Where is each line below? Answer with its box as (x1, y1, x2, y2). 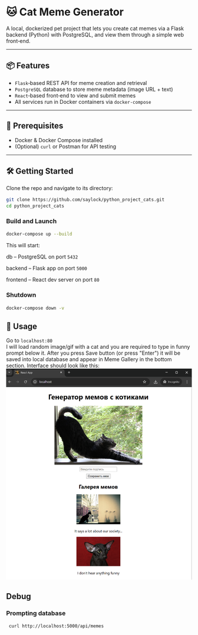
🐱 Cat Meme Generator (6, 5, 124, 19)
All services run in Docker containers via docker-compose (14, 98, 151, 105)
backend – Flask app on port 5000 (6, 265, 87, 272)
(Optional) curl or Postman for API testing (14, 143, 117, 150)
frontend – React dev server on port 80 (6, 276, 100, 283)
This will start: (6, 242, 40, 249)
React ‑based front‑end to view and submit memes (14, 91, 136, 99)
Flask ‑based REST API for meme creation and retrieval (14, 79, 147, 86)
